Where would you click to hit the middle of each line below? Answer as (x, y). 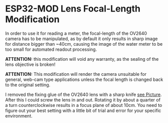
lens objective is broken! (30, 64)
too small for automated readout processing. (51, 49)
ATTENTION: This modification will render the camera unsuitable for (76, 74)
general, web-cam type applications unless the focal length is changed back (84, 79)
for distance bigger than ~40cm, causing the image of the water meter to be (84, 44)
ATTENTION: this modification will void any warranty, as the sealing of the (82, 59)
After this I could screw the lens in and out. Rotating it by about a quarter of (83, 100)
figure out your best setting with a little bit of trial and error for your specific (83, 110)
